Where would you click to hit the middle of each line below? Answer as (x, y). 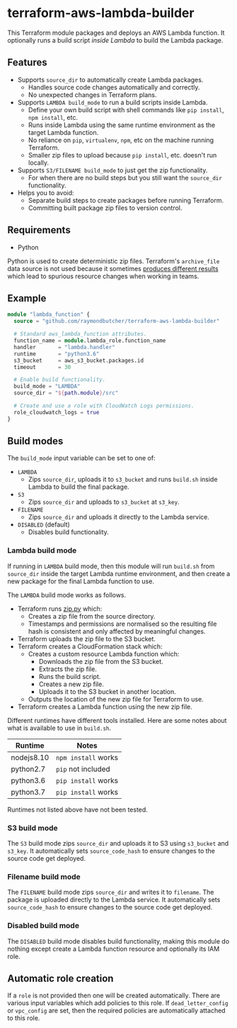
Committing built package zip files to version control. (105, 208)
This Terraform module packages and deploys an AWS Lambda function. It (116, 33)
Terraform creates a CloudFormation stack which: (90, 646)
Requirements (39, 230)
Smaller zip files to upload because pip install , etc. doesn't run (122, 155)
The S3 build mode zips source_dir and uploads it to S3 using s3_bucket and (118, 844)
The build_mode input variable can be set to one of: (81, 458)
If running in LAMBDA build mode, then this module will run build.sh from (111, 566)
